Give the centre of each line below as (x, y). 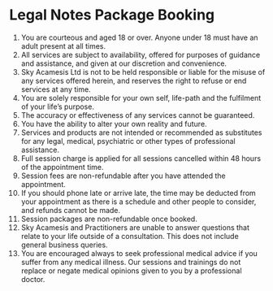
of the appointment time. (62, 167)
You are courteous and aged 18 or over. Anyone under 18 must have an (139, 37)
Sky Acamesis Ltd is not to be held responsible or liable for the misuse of (143, 72)
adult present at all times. (63, 46)
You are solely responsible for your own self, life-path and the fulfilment (141, 98)
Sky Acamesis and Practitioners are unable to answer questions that (135, 227)
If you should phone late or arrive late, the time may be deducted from (139, 193)
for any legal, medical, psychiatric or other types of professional (128, 141)
